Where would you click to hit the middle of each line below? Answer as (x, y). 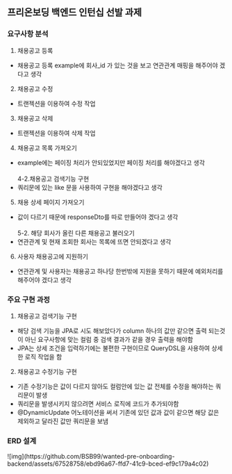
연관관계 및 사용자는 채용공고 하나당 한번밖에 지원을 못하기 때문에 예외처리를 (120, 271)
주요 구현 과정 (29, 300)
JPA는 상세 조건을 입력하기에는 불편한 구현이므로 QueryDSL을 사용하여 (114, 348)
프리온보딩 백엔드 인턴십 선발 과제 (75, 13)
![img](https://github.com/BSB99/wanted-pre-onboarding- (91, 457)
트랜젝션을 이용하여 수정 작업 (56, 104)
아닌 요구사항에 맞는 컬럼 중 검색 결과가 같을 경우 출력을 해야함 (109, 339)
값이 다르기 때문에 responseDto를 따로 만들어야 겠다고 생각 (98, 217)
